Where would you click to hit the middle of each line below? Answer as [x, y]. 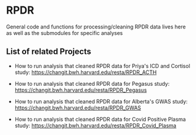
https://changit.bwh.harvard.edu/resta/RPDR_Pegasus [81, 90]
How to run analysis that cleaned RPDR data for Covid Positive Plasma [100, 119]
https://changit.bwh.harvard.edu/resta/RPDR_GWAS [78, 108]
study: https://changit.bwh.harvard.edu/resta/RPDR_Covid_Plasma [95, 126]
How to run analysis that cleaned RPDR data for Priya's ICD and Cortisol [102, 66]
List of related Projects [49, 52]
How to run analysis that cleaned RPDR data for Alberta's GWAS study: [101, 101]
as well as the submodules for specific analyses [65, 33]
